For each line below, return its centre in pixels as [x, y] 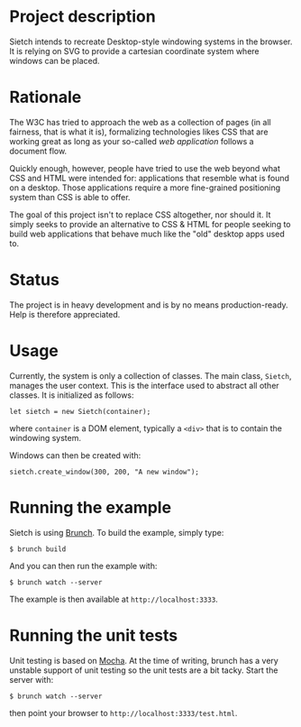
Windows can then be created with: [75, 455]
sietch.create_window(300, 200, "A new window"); [105, 472]
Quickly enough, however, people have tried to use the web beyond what [145, 168]
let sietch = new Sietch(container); [80, 411]
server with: [32, 679]
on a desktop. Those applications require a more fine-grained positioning [145, 188]
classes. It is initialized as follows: [72, 395]
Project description [82, 17]
